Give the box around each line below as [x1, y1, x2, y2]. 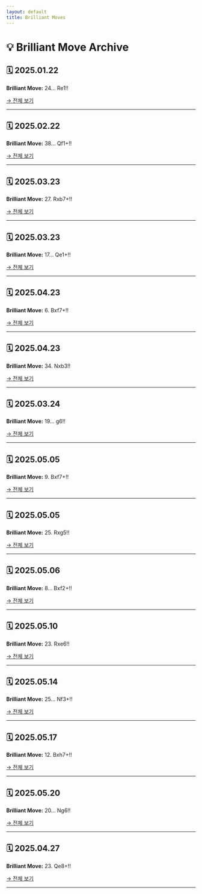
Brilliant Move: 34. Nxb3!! [6, 362, 71, 369]
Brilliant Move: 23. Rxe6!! [6, 640, 70, 647]
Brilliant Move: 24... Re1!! [6, 84, 69, 91]
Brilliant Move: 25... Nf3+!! [6, 695, 73, 703]
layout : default [6, 8, 47, 15]
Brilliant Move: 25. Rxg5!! [6, 529, 70, 536]
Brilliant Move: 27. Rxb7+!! [6, 196, 73, 203]
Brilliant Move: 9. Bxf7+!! [6, 473, 69, 481]
